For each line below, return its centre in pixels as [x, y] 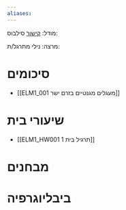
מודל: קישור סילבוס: [32, 33]
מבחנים [28, 167]
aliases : [19, 13]
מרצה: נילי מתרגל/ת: [33, 46]
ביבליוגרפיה [39, 198]
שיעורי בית [36, 120]
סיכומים [28, 74]
